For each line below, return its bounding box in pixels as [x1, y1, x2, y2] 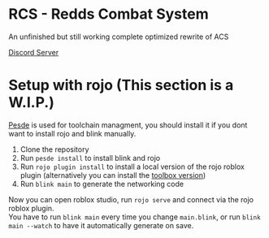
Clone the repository [20, 144, 89, 154]
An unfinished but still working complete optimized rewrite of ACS [8, 32, 229, 41]
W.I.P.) [8, 93, 55, 112]
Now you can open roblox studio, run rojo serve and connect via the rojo [8, 194, 254, 204]
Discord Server [8, 47, 59, 57]
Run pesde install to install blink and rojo [20, 153, 161, 162]
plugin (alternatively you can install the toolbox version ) [20, 170, 206, 180]
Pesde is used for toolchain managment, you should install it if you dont [8, 119, 248, 130]
